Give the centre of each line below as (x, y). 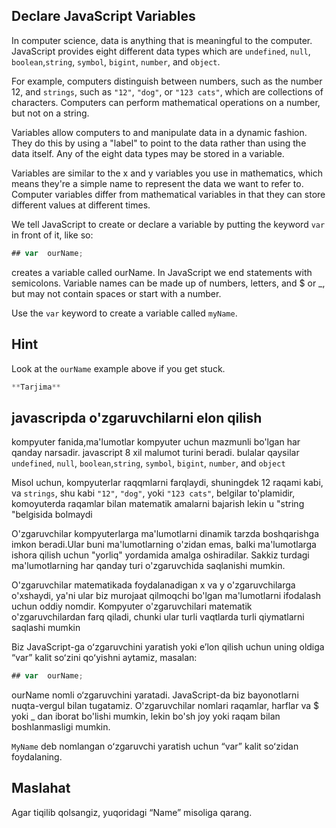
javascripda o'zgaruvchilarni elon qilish (137, 417)
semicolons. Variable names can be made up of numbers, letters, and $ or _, (168, 283)
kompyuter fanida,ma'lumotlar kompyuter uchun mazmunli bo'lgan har (156, 442)
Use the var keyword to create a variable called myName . (124, 313)
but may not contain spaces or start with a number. (116, 293)
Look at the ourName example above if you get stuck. (118, 368)
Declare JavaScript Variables (103, 16)
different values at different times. (81, 205)
